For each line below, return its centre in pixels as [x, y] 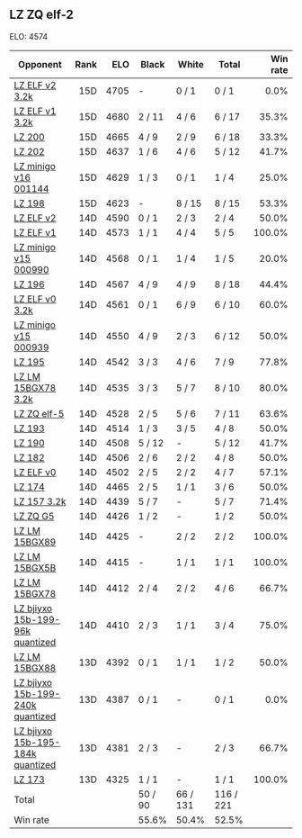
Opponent [40, 64]
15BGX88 [35, 668]
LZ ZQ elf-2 [42, 15]
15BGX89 [35, 542]
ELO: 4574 [29, 36]
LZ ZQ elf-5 [39, 413]
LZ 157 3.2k [40, 501]
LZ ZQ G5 [34, 516]
